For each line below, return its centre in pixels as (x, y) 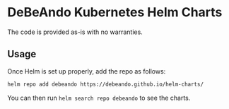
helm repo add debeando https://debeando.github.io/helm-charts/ (105, 84)
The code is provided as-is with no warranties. (75, 32)
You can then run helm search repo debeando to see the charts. (99, 98)
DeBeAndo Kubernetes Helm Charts (115, 12)
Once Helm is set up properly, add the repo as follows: (87, 71)
